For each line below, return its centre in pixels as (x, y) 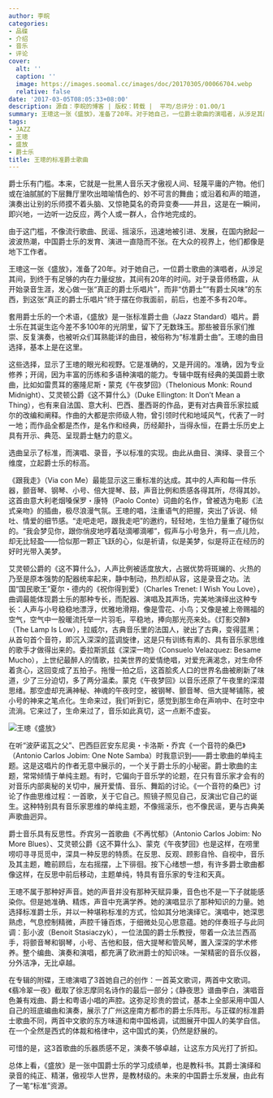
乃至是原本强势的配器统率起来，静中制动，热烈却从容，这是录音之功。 (126, 579)
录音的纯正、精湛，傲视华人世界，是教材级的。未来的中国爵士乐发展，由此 (133, 1076)
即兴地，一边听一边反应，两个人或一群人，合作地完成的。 (104, 214)
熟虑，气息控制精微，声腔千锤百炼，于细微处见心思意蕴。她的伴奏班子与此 (133, 922)
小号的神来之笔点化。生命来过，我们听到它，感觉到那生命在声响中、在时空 (133, 701)
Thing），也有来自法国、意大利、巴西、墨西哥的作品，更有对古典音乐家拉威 (134, 405)
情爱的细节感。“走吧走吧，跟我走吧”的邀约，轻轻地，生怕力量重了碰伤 (140, 521)
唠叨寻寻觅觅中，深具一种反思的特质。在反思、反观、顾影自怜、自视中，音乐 (136, 854)
